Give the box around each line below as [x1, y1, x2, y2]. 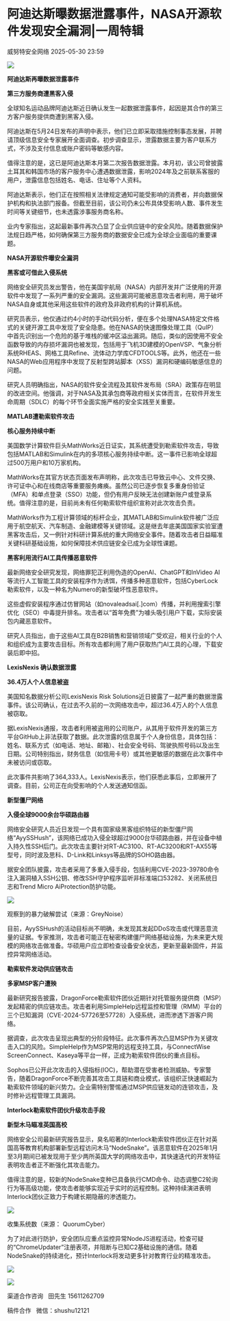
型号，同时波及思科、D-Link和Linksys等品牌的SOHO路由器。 [7, 850, 179, 859]
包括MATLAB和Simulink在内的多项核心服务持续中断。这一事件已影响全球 [7, 449, 212, 458]
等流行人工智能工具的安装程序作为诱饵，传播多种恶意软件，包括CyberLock [7, 576, 218, 584]
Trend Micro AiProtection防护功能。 [18, 882, 120, 891]
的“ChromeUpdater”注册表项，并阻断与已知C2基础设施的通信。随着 [7, 1243, 198, 1251]
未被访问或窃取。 [7, 758, 55, 766]
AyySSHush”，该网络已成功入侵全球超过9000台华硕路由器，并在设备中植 [16, 833, 222, 841]
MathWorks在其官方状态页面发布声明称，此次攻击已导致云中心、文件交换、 [7, 473, 219, 481]
